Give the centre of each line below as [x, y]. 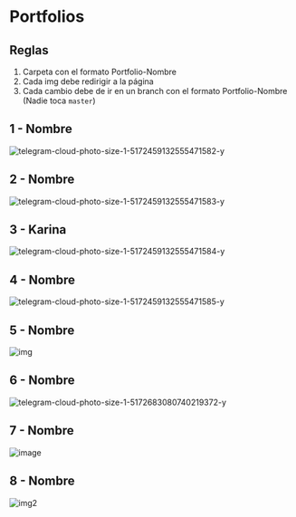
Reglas [29, 50]
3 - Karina [38, 230]
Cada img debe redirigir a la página [88, 81]
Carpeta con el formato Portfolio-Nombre [99, 72]
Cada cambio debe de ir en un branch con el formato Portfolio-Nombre [155, 91]
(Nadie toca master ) [59, 101]
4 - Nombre [42, 279]
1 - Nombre [41, 129]
